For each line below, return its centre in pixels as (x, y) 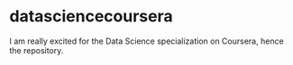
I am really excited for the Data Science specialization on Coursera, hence (146, 41)
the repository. (37, 50)
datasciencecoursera (91, 16)
